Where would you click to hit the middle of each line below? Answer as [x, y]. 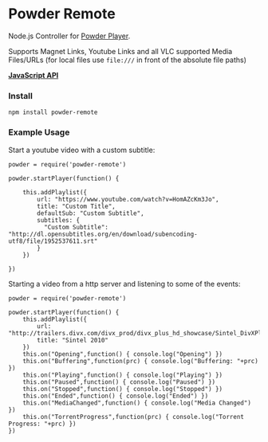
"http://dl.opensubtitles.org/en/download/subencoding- [103, 234]
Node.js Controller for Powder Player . [69, 36]
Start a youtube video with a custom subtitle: [82, 150]
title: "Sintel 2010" [73, 340]
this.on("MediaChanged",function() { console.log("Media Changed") [137, 403]
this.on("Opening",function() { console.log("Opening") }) [123, 354]
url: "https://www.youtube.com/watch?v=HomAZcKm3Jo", [128, 199]
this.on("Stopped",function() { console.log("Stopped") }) [123, 389]
